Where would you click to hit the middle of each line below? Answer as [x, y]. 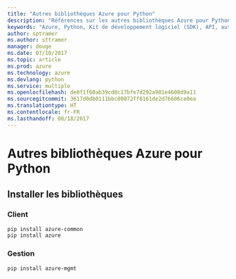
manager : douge [29, 46]
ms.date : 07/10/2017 [38, 54]
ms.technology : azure [39, 73]
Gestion [21, 254]
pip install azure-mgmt [42, 268]
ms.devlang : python [36, 79]
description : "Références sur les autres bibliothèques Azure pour [108, 20]
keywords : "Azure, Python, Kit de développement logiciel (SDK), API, [113, 27]
